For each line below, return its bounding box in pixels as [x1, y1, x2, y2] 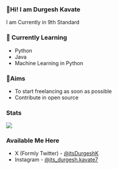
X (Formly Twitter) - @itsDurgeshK [14, 150, 99, 157]
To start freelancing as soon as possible [14, 87, 112, 95]
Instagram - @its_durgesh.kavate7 [14, 156, 99, 163]
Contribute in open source [14, 94, 78, 101]
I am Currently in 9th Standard [6, 19, 80, 26]
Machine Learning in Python [14, 59, 84, 67]
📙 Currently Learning [6, 34, 67, 42]
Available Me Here [6, 136, 60, 145]
